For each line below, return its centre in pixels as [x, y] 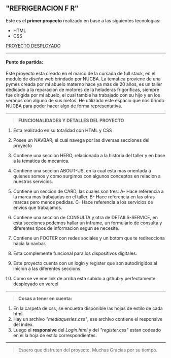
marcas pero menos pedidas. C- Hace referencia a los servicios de [83, 202]
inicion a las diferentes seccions [47, 268]
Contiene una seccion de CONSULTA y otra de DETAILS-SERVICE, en [85, 218]
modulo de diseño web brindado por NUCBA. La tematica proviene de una [83, 79]
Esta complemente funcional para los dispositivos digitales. [75, 253]
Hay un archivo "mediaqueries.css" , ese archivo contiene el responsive [88, 319]
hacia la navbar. [30, 244]
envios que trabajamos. [38, 207]
